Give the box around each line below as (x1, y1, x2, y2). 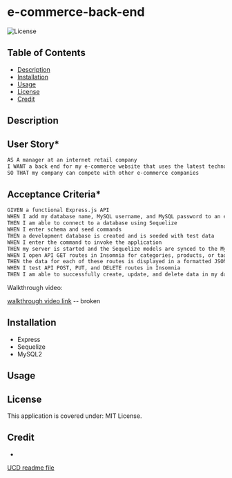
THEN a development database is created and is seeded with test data (7, 232, 215, 239)
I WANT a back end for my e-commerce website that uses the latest (7, 163, 206, 170)
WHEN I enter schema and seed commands (7, 226, 122, 233)
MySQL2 (17, 350, 43, 358)
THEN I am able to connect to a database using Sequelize (7, 220, 177, 227)
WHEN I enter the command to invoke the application (7, 239, 162, 246)
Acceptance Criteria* (7, 188, 101, 200)
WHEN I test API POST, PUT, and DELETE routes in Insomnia (7, 265, 181, 271)
